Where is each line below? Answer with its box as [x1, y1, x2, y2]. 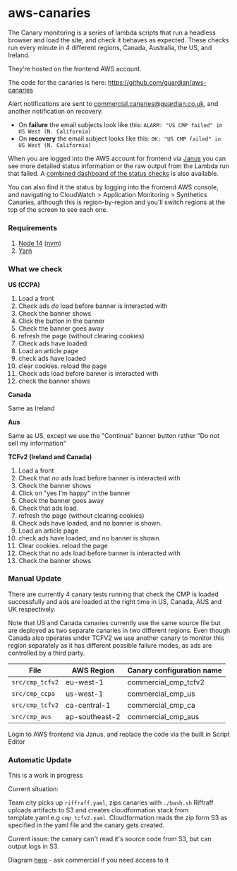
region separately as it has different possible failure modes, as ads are [8, 641, 212, 649]
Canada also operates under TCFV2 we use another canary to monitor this [8, 634, 224, 642]
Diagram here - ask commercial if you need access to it [8, 856, 169, 865]
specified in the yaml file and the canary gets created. [8, 821, 165, 829]
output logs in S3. [8, 842, 59, 851]
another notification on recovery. [8, 107, 103, 115]
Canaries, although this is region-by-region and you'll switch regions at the [8, 198, 226, 206]
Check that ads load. [18, 504, 79, 512]
